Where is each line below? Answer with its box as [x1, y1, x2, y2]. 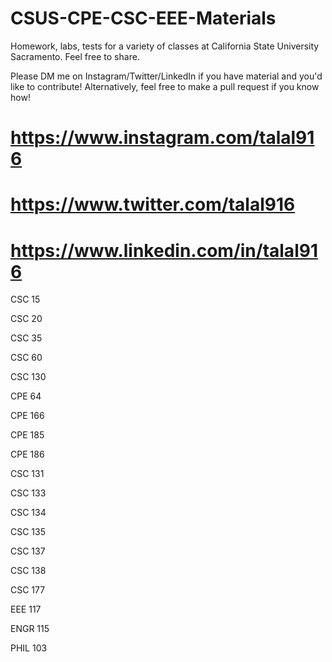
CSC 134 [10, 507, 47, 519]
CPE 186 [10, 448, 45, 461]
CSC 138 [10, 565, 47, 577]
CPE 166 [10, 410, 45, 422]
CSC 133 [10, 487, 47, 499]
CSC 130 [10, 371, 47, 383]
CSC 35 [10, 332, 43, 344]
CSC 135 [10, 526, 47, 538]
